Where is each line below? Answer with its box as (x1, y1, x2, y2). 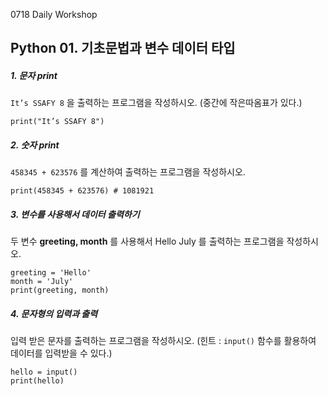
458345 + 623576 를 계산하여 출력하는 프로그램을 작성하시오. (10, 166, 246, 178)
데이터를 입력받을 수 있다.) (10, 347, 113, 359)
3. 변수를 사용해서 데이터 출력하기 (10, 208, 140, 220)
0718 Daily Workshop (10, 9, 98, 20)
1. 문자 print (10, 69, 58, 81)
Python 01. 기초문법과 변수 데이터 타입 (10, 40, 236, 57)
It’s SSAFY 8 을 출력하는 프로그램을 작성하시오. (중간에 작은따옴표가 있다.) (10, 97, 303, 109)
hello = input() (10, 367, 78, 378)
